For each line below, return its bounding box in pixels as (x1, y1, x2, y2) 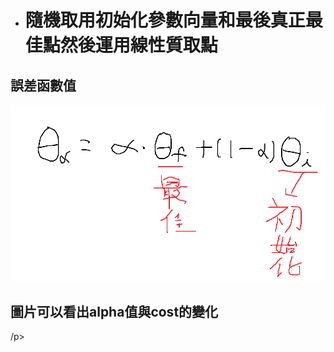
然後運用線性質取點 (59, 34, 218, 57)
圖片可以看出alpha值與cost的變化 (10, 303, 219, 320)
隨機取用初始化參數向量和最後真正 (24, 9, 306, 32)
